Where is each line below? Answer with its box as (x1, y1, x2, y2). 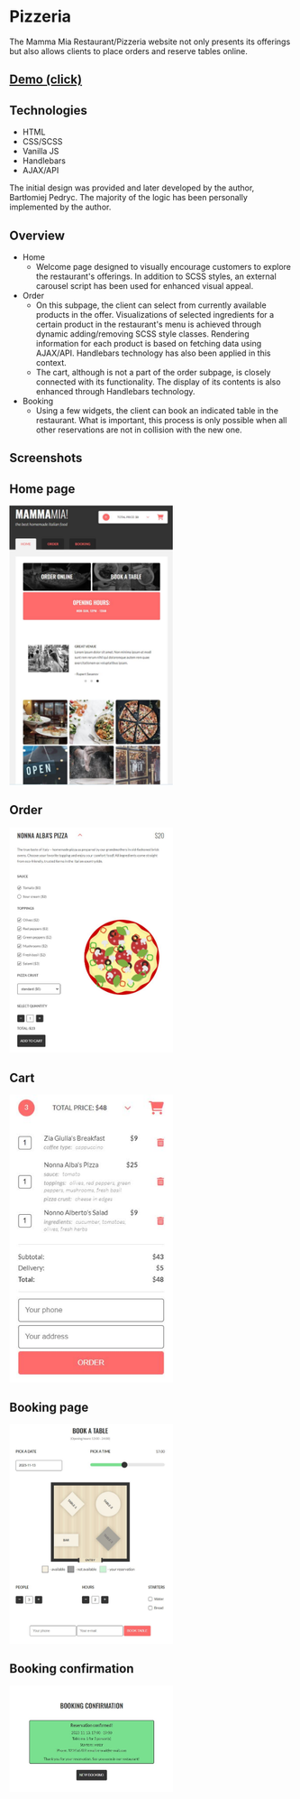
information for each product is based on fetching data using (35, 338, 262, 348)
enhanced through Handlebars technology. (35, 385, 195, 396)
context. (35, 357, 68, 367)
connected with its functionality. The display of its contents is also (35, 376, 281, 387)
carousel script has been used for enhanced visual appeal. (35, 280, 254, 291)
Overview (9, 227, 66, 243)
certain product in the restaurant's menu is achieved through (35, 319, 261, 329)
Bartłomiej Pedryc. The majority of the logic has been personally (9, 192, 248, 203)
